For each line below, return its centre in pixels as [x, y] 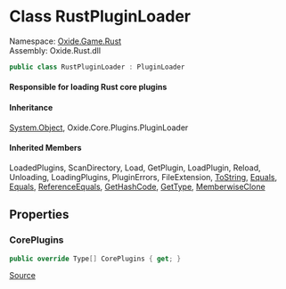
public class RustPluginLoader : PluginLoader [97, 67]
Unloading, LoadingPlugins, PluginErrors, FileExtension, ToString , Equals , [143, 177]
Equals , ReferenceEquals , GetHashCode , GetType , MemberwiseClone [137, 186]
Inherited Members [45, 148]
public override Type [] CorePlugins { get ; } [95, 259]
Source [22, 276]
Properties [39, 215]
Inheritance [31, 107]
